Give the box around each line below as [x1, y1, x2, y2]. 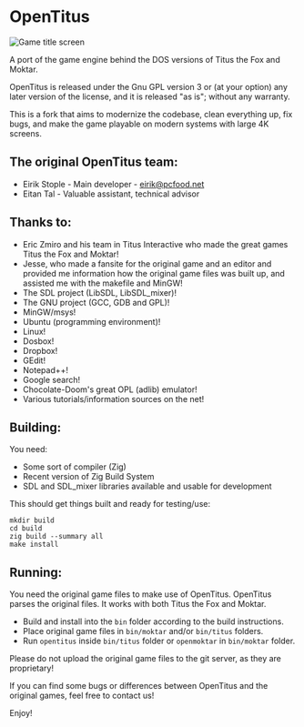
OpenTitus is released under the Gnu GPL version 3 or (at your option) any [9, 81, 289, 92]
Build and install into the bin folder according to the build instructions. [22, 616, 284, 627]
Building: [9, 419, 62, 435]
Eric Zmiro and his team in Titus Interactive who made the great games [22, 238, 289, 249]
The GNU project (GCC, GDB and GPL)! [22, 297, 170, 308]
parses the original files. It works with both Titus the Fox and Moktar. [9, 599, 267, 610]
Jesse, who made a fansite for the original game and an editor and [22, 257, 272, 269]
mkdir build [9, 516, 55, 525]
